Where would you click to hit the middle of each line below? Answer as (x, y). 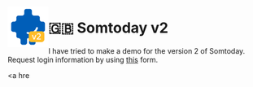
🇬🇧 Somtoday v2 (108, 28)
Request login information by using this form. (83, 59)
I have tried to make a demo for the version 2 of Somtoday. (147, 50)
